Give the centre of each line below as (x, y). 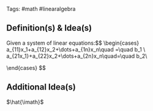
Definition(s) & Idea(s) (49, 28)
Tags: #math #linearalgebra (41, 9)
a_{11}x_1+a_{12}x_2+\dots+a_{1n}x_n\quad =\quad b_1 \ (76, 49)
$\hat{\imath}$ (25, 102)
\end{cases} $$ (26, 67)
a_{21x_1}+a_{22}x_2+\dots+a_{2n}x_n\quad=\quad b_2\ (77, 56)
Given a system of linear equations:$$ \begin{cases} (73, 43)
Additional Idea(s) (41, 87)
